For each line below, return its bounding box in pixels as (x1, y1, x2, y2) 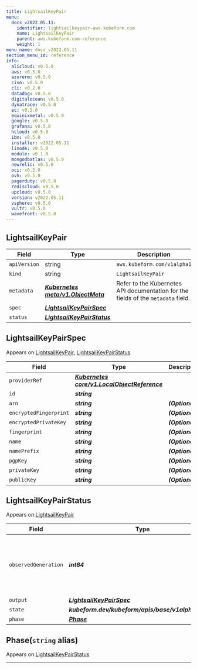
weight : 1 (16, 42, 41, 48)
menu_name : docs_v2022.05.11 (6, 47, 77, 53)
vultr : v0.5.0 (11, 205, 46, 212)
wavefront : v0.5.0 (11, 211, 57, 217)
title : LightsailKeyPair (6, 8, 67, 15)
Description (137, 250, 171, 258)
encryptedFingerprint (9, 410, 69, 416)
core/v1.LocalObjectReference (74, 380, 163, 388)
